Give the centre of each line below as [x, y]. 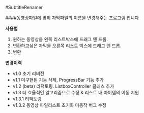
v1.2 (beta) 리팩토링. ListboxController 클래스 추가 [63, 86]
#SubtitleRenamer [24, 7]
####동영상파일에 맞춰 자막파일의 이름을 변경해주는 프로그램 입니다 [72, 18]
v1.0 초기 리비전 [28, 73]
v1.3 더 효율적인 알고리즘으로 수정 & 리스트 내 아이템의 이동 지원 [76, 92]
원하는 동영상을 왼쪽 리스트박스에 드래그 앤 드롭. [60, 39]
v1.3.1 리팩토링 [27, 99]
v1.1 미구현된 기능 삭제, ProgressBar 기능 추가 [58, 80]
